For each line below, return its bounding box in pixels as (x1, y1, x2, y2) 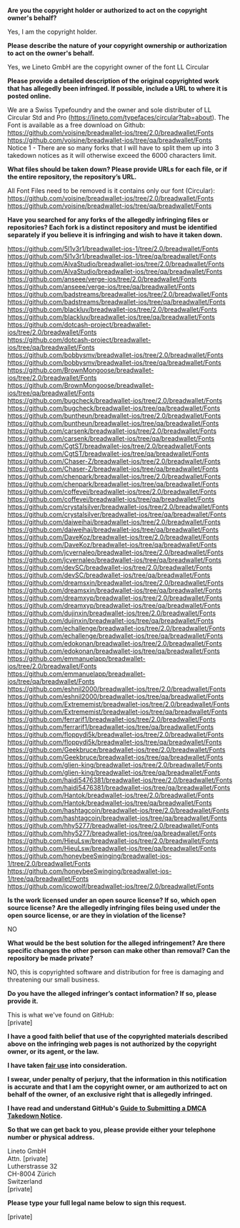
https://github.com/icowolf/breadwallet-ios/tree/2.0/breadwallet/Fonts (7, 882, 214, 890)
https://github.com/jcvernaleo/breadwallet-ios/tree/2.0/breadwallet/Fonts (7, 548, 224, 556)
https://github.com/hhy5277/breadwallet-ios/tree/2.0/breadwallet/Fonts (7, 822, 219, 829)
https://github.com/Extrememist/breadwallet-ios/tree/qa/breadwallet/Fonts (7, 707, 228, 716)
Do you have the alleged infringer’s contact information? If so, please (7, 989, 217, 997)
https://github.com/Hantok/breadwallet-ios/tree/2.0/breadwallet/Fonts (7, 791, 214, 799)
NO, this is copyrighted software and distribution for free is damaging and (7, 968, 224, 976)
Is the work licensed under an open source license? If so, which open (7, 896, 216, 904)
